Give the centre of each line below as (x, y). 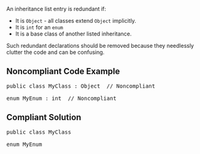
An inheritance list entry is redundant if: (56, 9)
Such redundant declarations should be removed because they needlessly (100, 46)
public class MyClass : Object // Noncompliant (81, 86)
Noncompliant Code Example (63, 71)
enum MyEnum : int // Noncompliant (61, 98)
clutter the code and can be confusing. (56, 52)
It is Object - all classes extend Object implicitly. (76, 21)
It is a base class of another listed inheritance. (73, 34)
